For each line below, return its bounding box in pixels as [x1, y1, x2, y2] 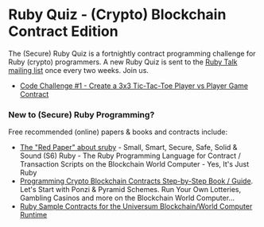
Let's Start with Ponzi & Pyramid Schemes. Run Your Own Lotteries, [19, 185, 242, 194]
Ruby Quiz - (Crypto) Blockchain [8, 6, 227, 24]
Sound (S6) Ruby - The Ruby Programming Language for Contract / [19, 151, 241, 160]
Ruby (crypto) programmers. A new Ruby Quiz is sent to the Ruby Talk [8, 57, 238, 67]
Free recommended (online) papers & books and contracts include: [8, 127, 228, 137]
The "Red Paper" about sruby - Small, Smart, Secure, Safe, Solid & [19, 143, 238, 152]
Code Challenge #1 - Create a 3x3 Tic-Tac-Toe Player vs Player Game [19, 81, 249, 90]
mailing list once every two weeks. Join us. [8, 65, 149, 75]
